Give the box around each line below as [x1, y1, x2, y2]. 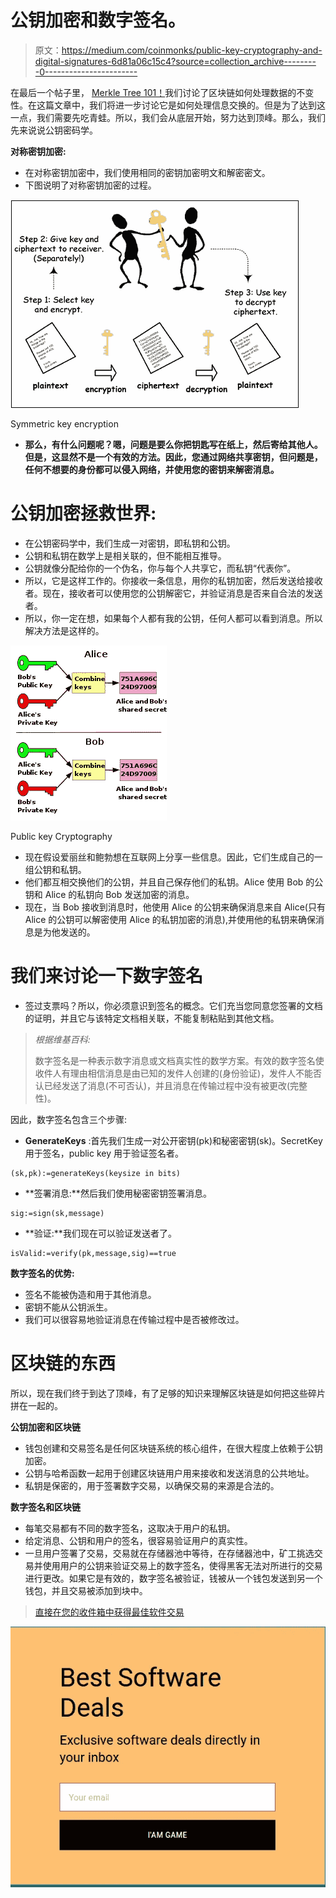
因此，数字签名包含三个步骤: [10, 1113, 128, 1125]
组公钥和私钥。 [24, 863, 87, 875]
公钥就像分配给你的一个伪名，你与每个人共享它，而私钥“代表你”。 [24, 562, 297, 574]
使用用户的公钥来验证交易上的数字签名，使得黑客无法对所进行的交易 [42, 1559, 323, 1571]
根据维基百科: [34, 1033, 91, 1045]
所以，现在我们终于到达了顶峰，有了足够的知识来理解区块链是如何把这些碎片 [10, 1387, 326, 1399]
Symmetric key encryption [10, 417, 119, 430]
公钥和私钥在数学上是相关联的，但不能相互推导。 [24, 549, 227, 561]
